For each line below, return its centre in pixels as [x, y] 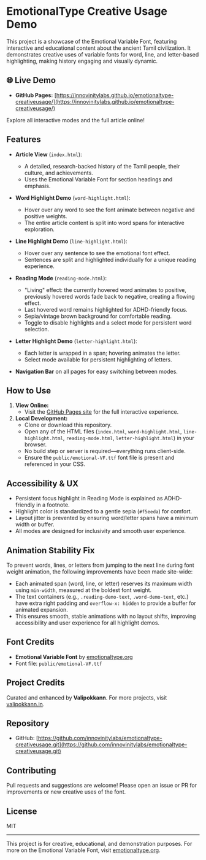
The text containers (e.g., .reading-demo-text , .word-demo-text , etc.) [102, 597]
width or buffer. [35, 524]
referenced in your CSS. [55, 464]
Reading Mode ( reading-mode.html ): [61, 278]
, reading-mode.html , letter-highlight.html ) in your [129, 438]
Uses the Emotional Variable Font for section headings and [98, 179]
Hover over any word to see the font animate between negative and [109, 210]
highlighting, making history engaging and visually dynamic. [82, 61]
